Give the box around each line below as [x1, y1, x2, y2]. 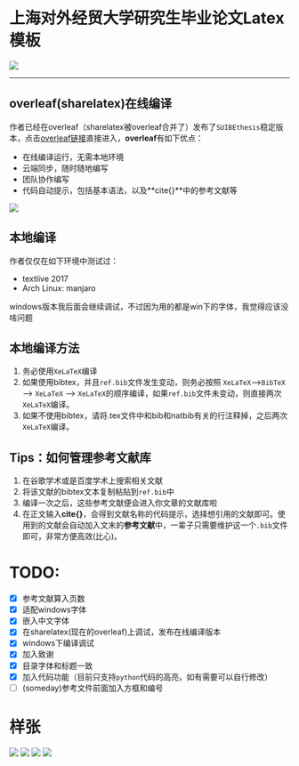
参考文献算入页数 [21, 593, 85, 604]
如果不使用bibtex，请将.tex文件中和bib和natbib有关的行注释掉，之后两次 [21, 410, 288, 421]
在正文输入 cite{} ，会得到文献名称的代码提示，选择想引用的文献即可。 [21, 509, 279, 520]
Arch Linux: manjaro [21, 282, 96, 294]
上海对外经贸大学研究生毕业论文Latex [9, 8, 285, 28]
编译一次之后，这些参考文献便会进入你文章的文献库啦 [21, 497, 218, 508]
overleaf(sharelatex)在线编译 [9, 96, 173, 111]
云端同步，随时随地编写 [21, 162, 109, 173]
